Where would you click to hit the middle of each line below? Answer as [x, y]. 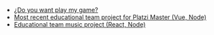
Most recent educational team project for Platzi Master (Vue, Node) [110, 17]
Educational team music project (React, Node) [80, 24]
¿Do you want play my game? [56, 10]
